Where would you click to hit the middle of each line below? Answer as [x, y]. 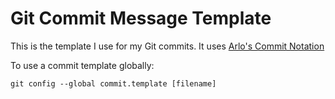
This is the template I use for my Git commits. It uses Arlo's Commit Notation [167, 46]
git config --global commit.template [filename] [113, 83]
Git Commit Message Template [141, 18]
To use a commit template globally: [82, 65]
